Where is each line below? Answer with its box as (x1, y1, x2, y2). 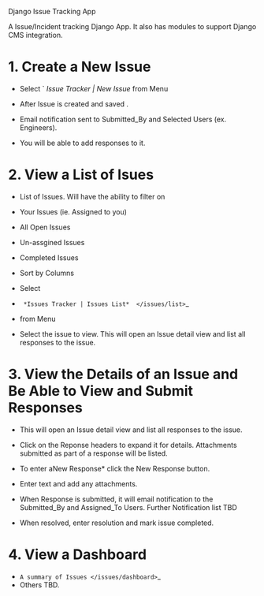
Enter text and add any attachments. (19, 479, 138, 488)
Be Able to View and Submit (8, 382, 194, 400)
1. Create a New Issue (8, 58, 151, 76)
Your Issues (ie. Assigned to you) (19, 207, 128, 216)
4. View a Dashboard (8, 546, 147, 563)
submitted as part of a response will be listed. (19, 449, 168, 458)
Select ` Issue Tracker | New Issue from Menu (19, 84, 169, 93)
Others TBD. (19, 579, 60, 590)
